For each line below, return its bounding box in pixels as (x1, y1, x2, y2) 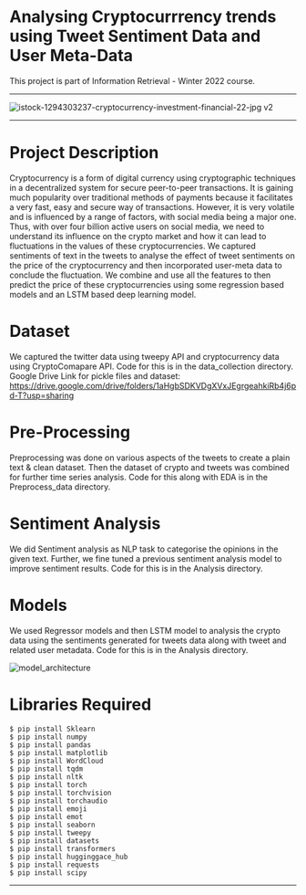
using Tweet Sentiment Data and (9, 26, 261, 47)
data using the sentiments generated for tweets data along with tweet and (9, 635, 287, 646)
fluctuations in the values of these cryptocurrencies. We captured (9, 240, 257, 251)
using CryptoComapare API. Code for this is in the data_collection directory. (9, 361, 294, 372)
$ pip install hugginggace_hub (9, 852, 128, 861)
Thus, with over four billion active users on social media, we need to (9, 221, 265, 232)
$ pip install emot (9, 812, 84, 821)
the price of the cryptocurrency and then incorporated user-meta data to (9, 259, 282, 270)
